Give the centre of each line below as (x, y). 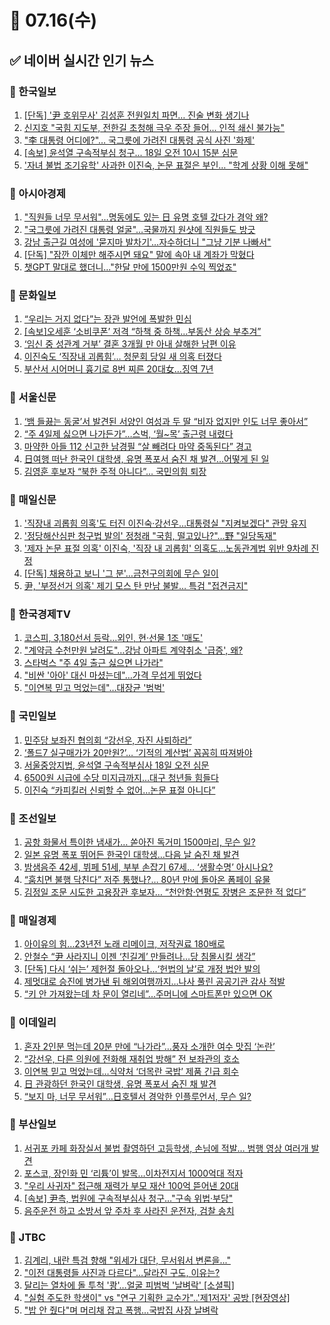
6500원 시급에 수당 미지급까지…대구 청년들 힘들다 (121, 777)
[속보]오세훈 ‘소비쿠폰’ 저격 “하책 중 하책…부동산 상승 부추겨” (142, 332)
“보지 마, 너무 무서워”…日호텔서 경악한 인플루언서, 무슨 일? (137, 1096)
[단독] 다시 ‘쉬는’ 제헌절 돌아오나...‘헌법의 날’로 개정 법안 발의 (142, 969)
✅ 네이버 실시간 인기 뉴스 (81, 60)
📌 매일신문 (33, 499)
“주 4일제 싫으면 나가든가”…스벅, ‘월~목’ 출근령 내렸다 (128, 433)
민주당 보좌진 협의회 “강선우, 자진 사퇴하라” (107, 740)
